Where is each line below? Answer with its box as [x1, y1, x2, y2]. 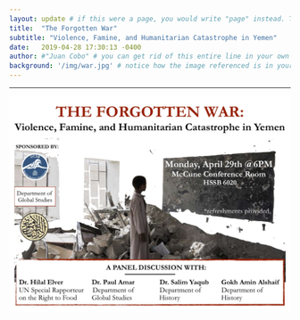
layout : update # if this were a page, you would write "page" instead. [9, 14, 286, 23]
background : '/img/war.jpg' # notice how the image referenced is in [9, 62, 274, 70]
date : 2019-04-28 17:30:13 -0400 [9, 43, 142, 52]
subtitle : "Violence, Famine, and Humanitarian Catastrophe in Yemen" [9, 33, 278, 42]
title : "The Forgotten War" [9, 23, 118, 33]
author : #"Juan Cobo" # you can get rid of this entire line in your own [9, 52, 290, 62]
